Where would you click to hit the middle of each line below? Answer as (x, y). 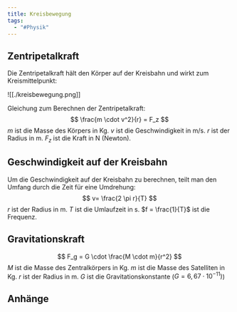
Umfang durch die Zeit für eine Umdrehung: (72, 187)
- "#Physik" (32, 27)
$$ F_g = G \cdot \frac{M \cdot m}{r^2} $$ (120, 256)
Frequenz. (22, 217)
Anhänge (28, 299)
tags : (15, 21)
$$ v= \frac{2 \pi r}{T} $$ (120, 198)
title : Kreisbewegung (39, 14)
